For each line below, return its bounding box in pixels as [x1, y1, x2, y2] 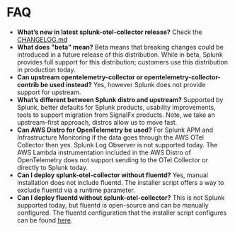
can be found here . [16, 215, 73, 224]
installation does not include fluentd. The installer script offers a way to [16, 178, 224, 186]
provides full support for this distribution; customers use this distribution [16, 57, 228, 66]
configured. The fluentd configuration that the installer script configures [16, 208, 227, 217]
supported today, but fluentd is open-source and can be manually [16, 201, 210, 209]
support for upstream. [16, 88, 81, 96]
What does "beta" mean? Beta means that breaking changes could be [16, 43, 224, 51]
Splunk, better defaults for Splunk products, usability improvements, [16, 103, 217, 111]
